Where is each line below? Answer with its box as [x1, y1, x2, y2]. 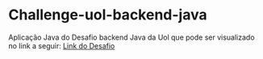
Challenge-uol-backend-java [8, 6, 207, 24]
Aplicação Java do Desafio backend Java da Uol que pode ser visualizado [8, 32, 256, 42]
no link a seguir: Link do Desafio [8, 40, 115, 50]
